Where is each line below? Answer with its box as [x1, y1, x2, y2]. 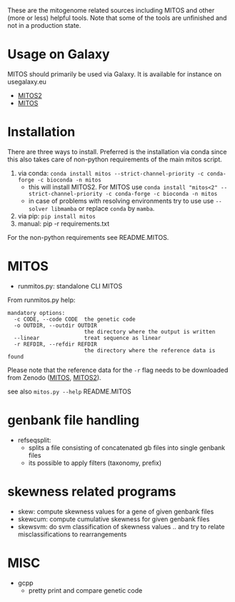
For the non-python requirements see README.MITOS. [7, 233, 169, 241]
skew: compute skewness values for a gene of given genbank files [17, 507, 214, 516]
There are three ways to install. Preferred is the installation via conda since [7, 147, 227, 156]
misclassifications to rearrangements [17, 530, 127, 538]
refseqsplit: [17, 436, 51, 444]
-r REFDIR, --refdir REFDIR [14, 341, 98, 348]
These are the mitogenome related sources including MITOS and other [7, 6, 215, 14]
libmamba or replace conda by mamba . [51, 204, 155, 213]
